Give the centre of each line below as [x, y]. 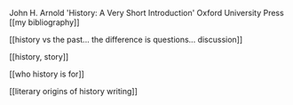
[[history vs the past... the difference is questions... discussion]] [126, 40]
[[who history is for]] [47, 74]
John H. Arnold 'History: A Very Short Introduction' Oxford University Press [146, 13]
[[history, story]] [39, 57]
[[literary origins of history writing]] [73, 91]
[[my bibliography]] [44, 22]
